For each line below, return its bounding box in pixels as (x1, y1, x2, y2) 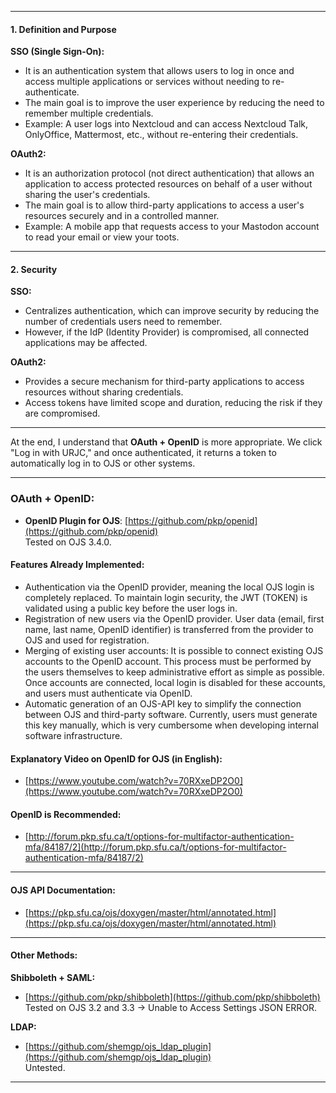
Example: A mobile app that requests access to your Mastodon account (24, 221, 320, 233)
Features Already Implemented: (10, 559, 145, 571)
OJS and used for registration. (24, 634, 150, 646)
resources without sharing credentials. (24, 386, 184, 398)
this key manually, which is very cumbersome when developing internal (24, 719, 319, 731)
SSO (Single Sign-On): (10, 46, 105, 58)
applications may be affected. (24, 337, 148, 349)
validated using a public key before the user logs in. (24, 602, 238, 614)
